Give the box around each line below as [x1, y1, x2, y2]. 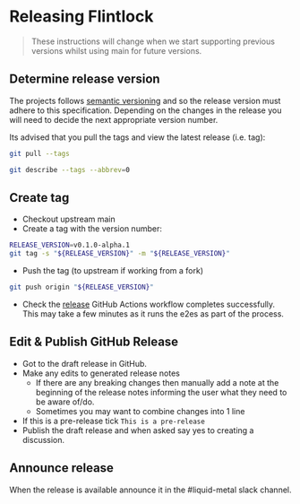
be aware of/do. [35, 396, 95, 407]
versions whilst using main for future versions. [30, 45, 202, 56]
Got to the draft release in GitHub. [21, 358, 148, 369]
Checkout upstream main [21, 213, 116, 225]
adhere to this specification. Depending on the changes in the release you [9, 105, 282, 116]
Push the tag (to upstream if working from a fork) [21, 265, 204, 276]
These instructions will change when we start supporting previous [30, 36, 276, 47]
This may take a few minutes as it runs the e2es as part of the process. [21, 308, 285, 319]
